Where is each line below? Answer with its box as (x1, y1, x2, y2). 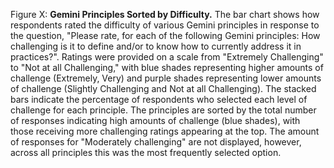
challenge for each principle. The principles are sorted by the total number (10, 104, 317, 116)
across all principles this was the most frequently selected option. (10, 147, 282, 158)
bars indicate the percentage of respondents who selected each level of (10, 94, 308, 105)
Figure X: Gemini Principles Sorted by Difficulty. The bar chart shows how (10, 9, 320, 20)
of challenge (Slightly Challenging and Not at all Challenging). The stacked (10, 83, 317, 94)
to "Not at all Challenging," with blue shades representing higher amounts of (10, 62, 324, 73)
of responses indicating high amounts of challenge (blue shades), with (10, 115, 301, 126)
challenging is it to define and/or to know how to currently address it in (10, 40, 302, 52)
